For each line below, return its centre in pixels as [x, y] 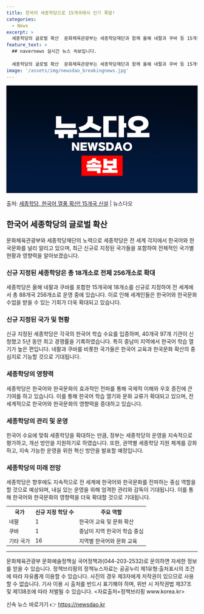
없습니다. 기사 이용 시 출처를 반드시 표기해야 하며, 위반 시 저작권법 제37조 [105, 584]
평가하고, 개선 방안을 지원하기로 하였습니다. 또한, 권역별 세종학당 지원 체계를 [96, 443]
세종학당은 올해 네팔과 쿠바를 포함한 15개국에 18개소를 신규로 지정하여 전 [92, 287]
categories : [21, 19]
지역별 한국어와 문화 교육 [108, 540]
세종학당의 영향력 [30, 374]
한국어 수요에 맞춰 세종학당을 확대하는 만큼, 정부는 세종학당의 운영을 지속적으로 [100, 435]
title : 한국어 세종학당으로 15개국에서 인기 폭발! [61, 13]
